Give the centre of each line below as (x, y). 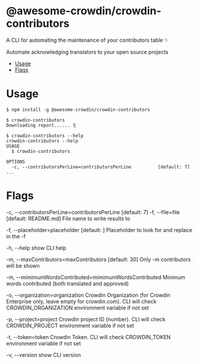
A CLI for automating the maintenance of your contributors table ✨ (87, 40)
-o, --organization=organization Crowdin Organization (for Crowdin (88, 295)
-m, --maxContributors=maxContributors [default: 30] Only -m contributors (99, 259)
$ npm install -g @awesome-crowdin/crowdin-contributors (78, 109)
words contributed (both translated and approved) (67, 283)
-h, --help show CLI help (36, 247)
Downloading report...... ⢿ (41, 125)
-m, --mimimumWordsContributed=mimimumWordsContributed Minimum (96, 277)
